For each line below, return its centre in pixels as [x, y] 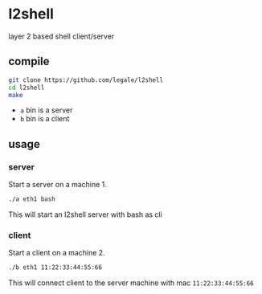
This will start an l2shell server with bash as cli [85, 214]
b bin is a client [45, 119]
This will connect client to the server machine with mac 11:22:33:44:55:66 [131, 283]
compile [29, 61]
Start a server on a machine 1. [57, 185]
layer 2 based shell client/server [61, 36]
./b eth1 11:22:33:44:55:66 [55, 267]
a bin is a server [46, 110]
